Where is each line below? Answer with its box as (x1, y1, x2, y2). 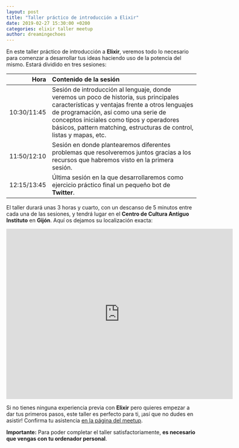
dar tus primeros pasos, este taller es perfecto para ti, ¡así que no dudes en (6, 410, 194, 418)
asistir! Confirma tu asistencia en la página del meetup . (6, 417, 143, 424)
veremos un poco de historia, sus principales (52, 93, 179, 102)
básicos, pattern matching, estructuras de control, (52, 124, 194, 132)
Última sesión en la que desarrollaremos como (52, 173, 184, 182)
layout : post (6, 8, 39, 15)
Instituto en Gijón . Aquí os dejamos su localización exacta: (6, 217, 153, 224)
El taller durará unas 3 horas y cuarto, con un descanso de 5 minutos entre (6, 204, 192, 211)
